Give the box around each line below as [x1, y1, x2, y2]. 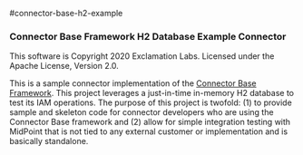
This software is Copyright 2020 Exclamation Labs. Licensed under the [9, 51, 275, 62]
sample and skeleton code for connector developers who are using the [9, 107, 274, 118]
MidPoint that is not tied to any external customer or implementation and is [9, 126, 288, 137]
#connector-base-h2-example [9, 8, 123, 18]
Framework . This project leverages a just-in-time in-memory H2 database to [9, 88, 295, 99]
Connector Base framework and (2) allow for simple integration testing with [9, 117, 291, 128]
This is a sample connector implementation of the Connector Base [9, 78, 257, 89]
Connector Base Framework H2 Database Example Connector [9, 30, 287, 43]
